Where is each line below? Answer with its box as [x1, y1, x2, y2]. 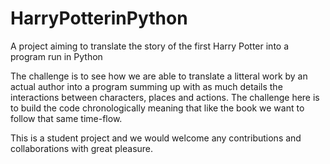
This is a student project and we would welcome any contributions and [10, 132, 302, 144]
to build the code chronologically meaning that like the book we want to [10, 102, 305, 114]
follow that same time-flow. [10, 112, 123, 124]
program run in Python [10, 50, 103, 62]
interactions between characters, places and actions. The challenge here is [10, 91, 320, 103]
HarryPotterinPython [10, 7, 188, 30]
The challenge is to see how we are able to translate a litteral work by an [10, 70, 308, 82]
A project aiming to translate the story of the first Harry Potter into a [10, 40, 290, 52]
